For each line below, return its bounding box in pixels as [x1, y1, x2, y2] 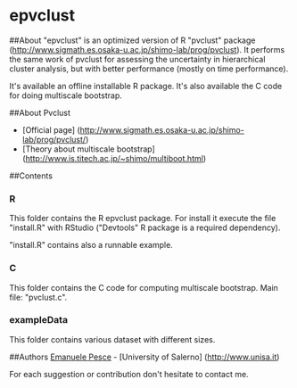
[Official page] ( [21, 124, 80, 135]
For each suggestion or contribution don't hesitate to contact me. [9, 368, 249, 379]
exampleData [9, 314, 69, 326]
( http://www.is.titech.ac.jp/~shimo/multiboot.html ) [21, 153, 207, 163]
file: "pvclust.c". [9, 292, 68, 302]
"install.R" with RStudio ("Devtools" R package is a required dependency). [9, 222, 281, 233]
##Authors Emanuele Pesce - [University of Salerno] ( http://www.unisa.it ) [9, 351, 280, 362]
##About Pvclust [9, 107, 71, 118]
